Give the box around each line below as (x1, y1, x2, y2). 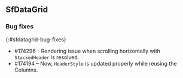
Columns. (14, 66, 38, 73)
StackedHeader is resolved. (14, 53, 80, 61)
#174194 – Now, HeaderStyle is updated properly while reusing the (14, 60, 177, 67)
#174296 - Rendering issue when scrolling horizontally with (14, 47, 161, 54)
